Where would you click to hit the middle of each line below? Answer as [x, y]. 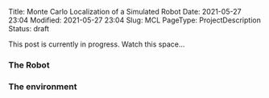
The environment [43, 86]
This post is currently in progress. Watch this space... [97, 44]
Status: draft [29, 29]
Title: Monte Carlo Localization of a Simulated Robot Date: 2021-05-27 [125, 12]
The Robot [29, 65]
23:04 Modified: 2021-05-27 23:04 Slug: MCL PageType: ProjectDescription [135, 20]
